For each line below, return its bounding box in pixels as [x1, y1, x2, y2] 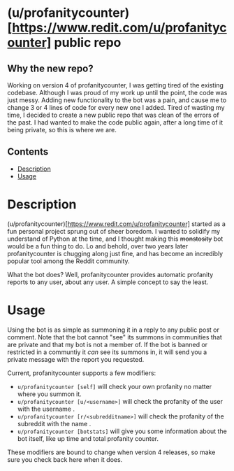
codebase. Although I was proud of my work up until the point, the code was [7, 89, 228, 97]
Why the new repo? [7, 62, 94, 74]
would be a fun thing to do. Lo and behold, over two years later [7, 241, 189, 250]
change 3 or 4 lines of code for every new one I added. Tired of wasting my [7, 104, 225, 111]
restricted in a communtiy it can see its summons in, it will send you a [7, 348, 207, 356]
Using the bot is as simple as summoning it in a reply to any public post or [7, 325, 220, 334]
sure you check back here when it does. [7, 455, 123, 463]
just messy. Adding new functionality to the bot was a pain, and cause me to [7, 96, 227, 104]
